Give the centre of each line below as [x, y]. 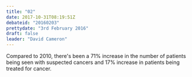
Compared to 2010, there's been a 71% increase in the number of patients [96, 56]
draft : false [22, 34]
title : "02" [21, 12]
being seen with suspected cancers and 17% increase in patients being [93, 62]
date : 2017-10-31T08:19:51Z [41, 17]
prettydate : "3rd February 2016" [47, 28]
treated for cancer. [29, 68]
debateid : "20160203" [33, 23]
